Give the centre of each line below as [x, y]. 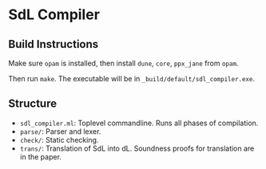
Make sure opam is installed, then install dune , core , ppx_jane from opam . [123, 63]
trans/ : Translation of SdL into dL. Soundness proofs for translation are [137, 148]
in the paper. [41, 156]
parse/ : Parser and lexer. [60, 131]
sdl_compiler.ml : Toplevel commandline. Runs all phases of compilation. [139, 123]
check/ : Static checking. [59, 140]
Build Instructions [54, 44]
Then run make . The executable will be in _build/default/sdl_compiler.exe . [132, 79]
